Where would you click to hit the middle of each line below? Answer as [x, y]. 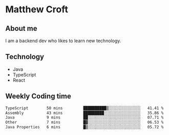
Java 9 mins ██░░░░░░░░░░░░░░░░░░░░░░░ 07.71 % [84, 118]
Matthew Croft [37, 9]
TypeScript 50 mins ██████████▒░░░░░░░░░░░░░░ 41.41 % [84, 108]
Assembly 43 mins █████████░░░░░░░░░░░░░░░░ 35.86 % [84, 113]
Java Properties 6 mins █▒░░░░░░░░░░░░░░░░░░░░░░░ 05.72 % [84, 127]
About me [21, 28]
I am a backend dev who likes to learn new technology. [63, 41]
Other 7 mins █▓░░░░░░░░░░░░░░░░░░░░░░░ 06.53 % [84, 122]
